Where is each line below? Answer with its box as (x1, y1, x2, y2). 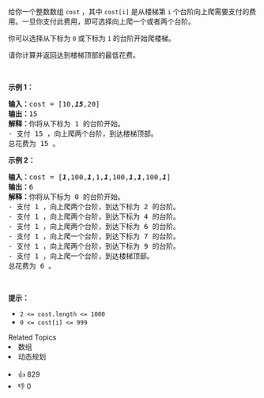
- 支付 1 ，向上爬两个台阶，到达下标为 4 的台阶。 (8, 212, 180, 221)
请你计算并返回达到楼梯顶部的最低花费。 (8, 51, 140, 59)
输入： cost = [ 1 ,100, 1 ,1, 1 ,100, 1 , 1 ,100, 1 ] (8, 173, 172, 182)
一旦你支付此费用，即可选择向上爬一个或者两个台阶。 (21, 17, 195, 26)
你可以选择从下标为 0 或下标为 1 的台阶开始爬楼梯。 (8, 34, 176, 43)
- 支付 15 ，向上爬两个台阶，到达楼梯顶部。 (8, 130, 158, 138)
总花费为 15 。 (8, 139, 60, 148)
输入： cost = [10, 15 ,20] (8, 99, 100, 108)
